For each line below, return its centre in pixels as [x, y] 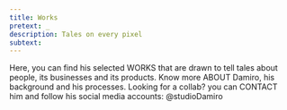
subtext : [26, 42]
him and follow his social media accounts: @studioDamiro [116, 97]
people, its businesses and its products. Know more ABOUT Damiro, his [142, 78]
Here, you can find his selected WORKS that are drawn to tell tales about [144, 68]
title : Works [34, 17]
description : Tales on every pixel [76, 34]
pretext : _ [30, 26]
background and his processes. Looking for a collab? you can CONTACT [143, 87]
